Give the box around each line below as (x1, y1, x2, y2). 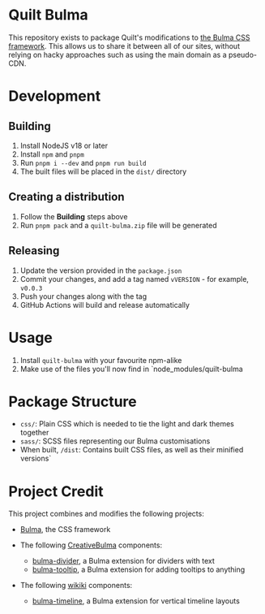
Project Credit (8, 482, 104, 500)
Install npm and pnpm (19, 149, 85, 159)
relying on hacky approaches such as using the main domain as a (8, 50, 227, 59)
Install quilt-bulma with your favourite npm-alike (19, 355, 182, 365)
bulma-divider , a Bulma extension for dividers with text (32, 556, 215, 566)
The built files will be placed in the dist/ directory (19, 166, 187, 176)
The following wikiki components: (19, 581, 133, 590)
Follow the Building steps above (19, 211, 128, 221)
